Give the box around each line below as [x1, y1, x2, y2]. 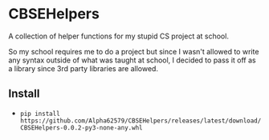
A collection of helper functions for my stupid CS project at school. [8, 31, 229, 41]
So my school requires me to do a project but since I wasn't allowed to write [8, 46, 259, 56]
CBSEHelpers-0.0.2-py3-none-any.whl [19, 123, 143, 132]
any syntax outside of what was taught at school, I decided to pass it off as [8, 55, 256, 65]
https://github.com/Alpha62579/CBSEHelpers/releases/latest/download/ [19, 117, 262, 125]
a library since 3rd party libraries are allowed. [8, 63, 159, 73]
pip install [19, 110, 60, 118]
